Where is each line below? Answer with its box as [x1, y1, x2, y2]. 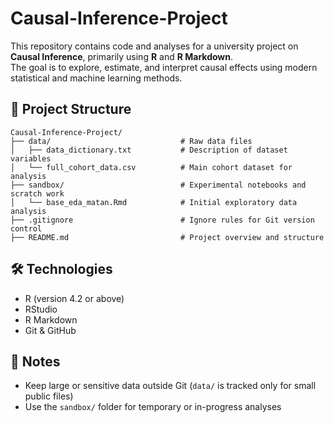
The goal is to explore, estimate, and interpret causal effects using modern [10, 61, 318, 73]
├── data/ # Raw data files [10, 136, 253, 146]
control [10, 223, 43, 234]
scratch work [10, 188, 65, 199]
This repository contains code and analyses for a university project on [10, 40, 299, 52]
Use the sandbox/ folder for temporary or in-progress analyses [24, 401, 282, 413]
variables [10, 153, 52, 164]
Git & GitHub [24, 324, 77, 336]
